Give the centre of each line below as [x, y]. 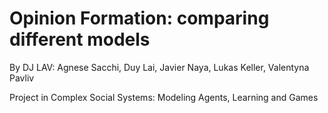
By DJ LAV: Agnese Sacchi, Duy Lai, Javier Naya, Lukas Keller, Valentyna [159, 67]
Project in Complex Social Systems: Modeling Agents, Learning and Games [164, 97]
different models [80, 39]
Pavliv [22, 78]
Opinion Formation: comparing [139, 18]
